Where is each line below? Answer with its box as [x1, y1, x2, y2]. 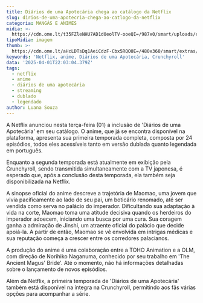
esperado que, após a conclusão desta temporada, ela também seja [6, 171, 175, 178]
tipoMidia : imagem [6, 37, 53, 43]
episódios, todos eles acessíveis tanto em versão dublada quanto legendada [6, 140, 197, 148]
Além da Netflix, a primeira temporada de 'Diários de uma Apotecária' [6, 277, 179, 284]
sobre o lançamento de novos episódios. [6, 266, 108, 273]
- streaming [11, 88, 42, 94]
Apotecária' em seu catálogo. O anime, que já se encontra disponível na [6, 128, 185, 135]
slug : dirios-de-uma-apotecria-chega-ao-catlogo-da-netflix [6, 15, 161, 21]
